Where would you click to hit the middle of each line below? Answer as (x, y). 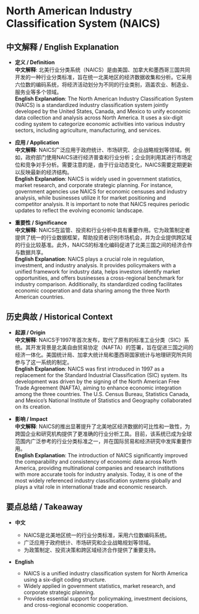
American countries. (40, 297)
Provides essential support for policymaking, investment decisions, (105, 599)
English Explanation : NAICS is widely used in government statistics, (98, 179)
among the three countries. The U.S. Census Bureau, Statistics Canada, (102, 394)
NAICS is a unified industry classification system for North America (106, 573)
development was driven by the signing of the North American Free (97, 381)
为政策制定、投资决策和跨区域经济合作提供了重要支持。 (91, 550)
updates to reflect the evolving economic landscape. (79, 210)
